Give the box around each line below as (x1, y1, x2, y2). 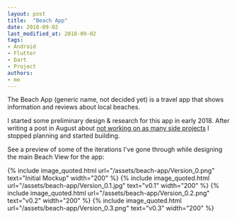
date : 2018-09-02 (7, 23, 59, 30)
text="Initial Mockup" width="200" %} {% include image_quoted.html (7, 174, 210, 182)
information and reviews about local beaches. (7, 103, 140, 112)
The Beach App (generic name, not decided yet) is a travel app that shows (7, 95, 224, 104)
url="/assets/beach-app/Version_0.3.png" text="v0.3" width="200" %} (7, 204, 214, 213)
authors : (7, 69, 33, 76)
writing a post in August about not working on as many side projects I (7, 124, 210, 133)
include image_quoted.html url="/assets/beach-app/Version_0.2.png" (7, 189, 210, 198)
